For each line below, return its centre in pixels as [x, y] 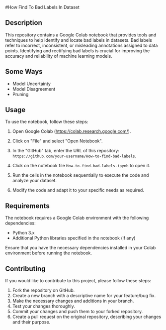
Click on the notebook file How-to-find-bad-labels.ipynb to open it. [81, 166]
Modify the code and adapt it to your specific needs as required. [78, 190]
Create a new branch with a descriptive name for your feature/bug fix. [84, 296]
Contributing [25, 269]
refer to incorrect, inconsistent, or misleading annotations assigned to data [82, 45]
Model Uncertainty [32, 84]
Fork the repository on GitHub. [43, 290]
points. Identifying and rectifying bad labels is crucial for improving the [78, 51]
